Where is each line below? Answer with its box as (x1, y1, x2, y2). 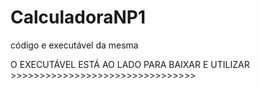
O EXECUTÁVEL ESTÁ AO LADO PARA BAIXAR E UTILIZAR (10, 58, 250, 70)
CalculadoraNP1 (10, 6, 146, 29)
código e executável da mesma (10, 39, 139, 51)
